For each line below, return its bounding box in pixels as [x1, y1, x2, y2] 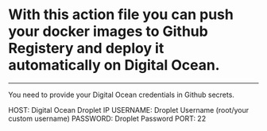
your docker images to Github [8, 22, 208, 40]
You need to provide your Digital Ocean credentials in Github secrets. [8, 90, 234, 99]
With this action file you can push [8, 6, 234, 24]
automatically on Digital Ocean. [8, 56, 220, 75]
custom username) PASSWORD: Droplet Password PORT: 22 [8, 114, 207, 123]
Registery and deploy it [8, 40, 164, 57]
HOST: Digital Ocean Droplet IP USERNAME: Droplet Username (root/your [8, 105, 249, 114]
